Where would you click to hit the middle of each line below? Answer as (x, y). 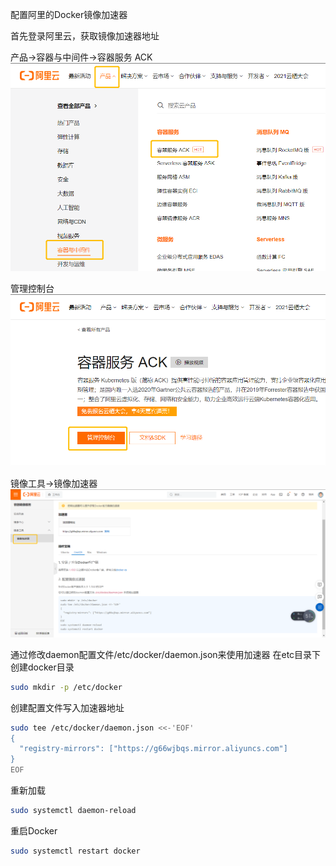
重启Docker (34, 830)
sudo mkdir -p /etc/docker (66, 687)
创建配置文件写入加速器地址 (67, 707)
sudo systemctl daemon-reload (73, 811)
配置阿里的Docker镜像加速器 (69, 14)
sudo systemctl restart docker (75, 851)
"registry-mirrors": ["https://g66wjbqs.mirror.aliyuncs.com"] (153, 749)
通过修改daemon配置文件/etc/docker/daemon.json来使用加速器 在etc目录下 (166, 654)
